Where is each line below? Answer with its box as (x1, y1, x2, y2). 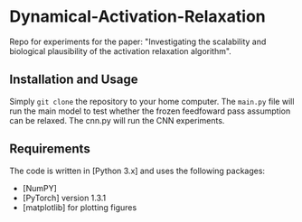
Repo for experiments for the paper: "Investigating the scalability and (9, 36, 267, 47)
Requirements (9, 142, 90, 157)
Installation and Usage (9, 72, 138, 88)
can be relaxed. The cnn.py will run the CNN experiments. (9, 115, 225, 125)
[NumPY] (22, 182, 57, 193)
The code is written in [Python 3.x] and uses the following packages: (9, 165, 265, 176)
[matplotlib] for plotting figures (22, 201, 137, 213)
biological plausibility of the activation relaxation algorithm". (9, 45, 232, 56)
